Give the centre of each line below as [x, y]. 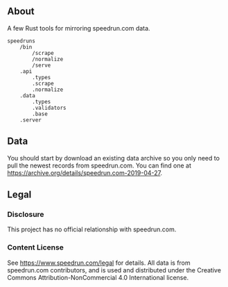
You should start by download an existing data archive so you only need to [114, 158]
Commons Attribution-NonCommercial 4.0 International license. [98, 277]
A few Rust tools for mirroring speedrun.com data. [79, 28]
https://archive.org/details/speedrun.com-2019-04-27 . [85, 172]
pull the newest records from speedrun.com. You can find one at [99, 165]
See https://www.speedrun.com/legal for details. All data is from [99, 263]
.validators [50, 108]
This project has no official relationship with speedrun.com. [92, 229]
